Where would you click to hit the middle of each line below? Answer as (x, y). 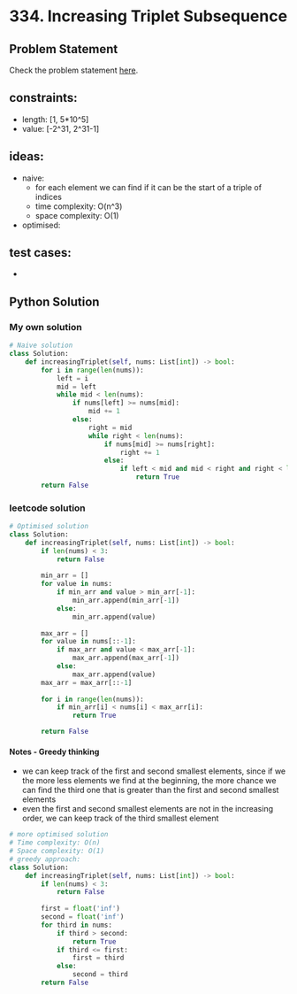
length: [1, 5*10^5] (55, 119)
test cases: (41, 253)
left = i (72, 378)
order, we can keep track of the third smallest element (120, 818)
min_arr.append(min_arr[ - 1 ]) (126, 601)
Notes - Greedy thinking (54, 751)
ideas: (27, 157)
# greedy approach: (45, 859)
